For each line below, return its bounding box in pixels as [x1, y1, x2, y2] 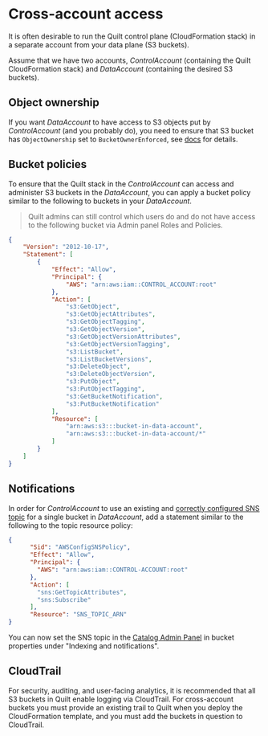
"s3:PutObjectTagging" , [65, 385, 146, 394]
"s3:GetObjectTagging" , [65, 318, 146, 326]
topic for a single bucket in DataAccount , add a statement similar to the [8, 512, 244, 521]
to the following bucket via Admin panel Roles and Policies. [27, 220, 223, 230]
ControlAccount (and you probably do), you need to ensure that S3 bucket [8, 125, 254, 135]
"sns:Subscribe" [37, 595, 91, 603]
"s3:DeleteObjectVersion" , [65, 370, 156, 378]
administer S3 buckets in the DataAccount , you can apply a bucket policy [8, 187, 251, 197]
